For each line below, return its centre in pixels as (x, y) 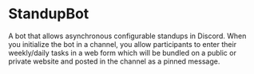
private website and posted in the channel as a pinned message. (114, 61)
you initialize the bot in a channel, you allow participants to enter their (123, 44)
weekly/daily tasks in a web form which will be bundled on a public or (123, 53)
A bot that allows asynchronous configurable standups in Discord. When (127, 36)
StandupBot (49, 14)
